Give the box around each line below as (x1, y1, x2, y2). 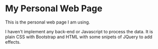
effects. (5, 39, 21, 45)
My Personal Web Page (5, 3, 103, 14)
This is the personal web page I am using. (5, 19, 90, 25)
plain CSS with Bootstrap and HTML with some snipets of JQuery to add (5, 34, 153, 40)
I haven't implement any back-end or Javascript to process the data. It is (5, 28, 154, 34)
